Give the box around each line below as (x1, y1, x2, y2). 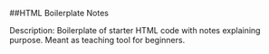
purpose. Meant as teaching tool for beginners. (9, 35, 186, 45)
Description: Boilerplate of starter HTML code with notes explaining (9, 25, 261, 35)
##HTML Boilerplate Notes (9, 8, 109, 18)
